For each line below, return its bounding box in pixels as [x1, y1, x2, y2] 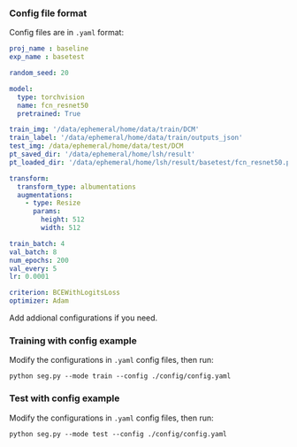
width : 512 [41, 224, 81, 233]
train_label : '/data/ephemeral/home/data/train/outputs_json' [9, 134, 243, 143]
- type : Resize [25, 198, 81, 208]
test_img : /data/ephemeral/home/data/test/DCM [9, 142, 184, 150]
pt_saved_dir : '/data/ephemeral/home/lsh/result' [9, 150, 196, 159]
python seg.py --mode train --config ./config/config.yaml [9, 372, 232, 381]
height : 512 [41, 215, 86, 224]
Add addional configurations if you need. [9, 312, 158, 323]
